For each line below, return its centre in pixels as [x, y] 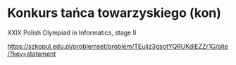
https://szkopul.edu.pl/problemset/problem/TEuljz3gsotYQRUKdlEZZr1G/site [118, 46]
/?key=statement [32, 54]
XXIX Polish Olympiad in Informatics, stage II [72, 32]
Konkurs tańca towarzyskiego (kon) [114, 13]
